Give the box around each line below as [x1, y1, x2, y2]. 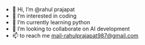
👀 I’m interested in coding [12, 12, 77, 19]
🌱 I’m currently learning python [12, 19, 91, 26]
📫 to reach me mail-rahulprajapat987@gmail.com [12, 32, 139, 39]
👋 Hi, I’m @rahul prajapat [12, 6, 75, 13]
